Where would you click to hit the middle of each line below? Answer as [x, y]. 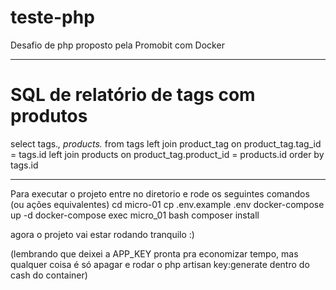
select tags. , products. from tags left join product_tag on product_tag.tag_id [166, 143]
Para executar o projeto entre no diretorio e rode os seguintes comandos [160, 193]
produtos [49, 116]
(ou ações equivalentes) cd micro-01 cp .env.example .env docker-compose [167, 204]
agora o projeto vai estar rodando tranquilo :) [102, 234]
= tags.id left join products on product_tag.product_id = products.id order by [167, 154]
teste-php [52, 17]
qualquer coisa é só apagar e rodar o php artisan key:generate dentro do [160, 264]
